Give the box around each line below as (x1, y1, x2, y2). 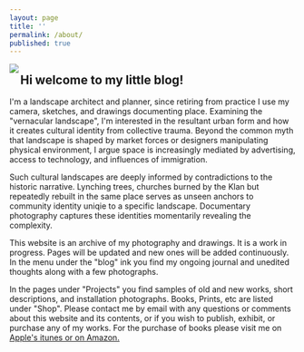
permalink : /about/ (9, 30, 83, 39)
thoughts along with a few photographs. (9, 267, 159, 278)
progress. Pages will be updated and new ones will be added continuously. (9, 247, 289, 259)
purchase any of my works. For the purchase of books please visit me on (9, 323, 282, 334)
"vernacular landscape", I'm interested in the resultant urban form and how (9, 115, 289, 127)
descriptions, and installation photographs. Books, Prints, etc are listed (9, 294, 274, 305)
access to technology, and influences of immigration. (9, 154, 208, 165)
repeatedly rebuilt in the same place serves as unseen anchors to (9, 191, 254, 202)
